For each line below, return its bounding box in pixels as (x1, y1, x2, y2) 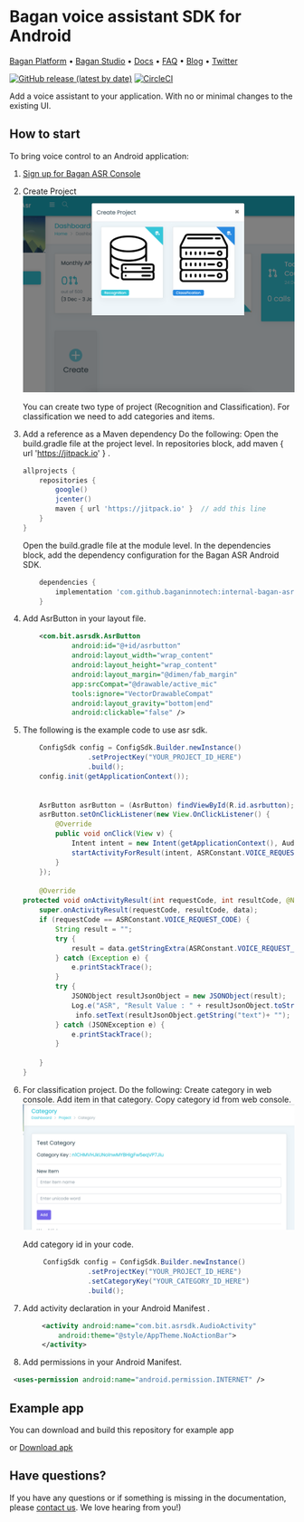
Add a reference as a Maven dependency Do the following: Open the (22, 428, 279, 439)
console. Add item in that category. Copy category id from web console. (22, 1094, 292, 1105)
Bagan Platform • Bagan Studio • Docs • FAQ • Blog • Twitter (9, 55, 238, 66)
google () (55, 485, 89, 494)
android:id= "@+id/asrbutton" (71, 641, 181, 651)
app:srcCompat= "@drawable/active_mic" (71, 679, 218, 689)
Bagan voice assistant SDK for (9, 6, 242, 27)
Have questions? (9, 1469, 107, 1484)
